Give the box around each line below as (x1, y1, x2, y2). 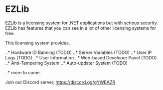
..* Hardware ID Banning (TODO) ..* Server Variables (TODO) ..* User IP (5, 49, 152, 55)
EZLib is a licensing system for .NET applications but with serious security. (5, 20, 159, 26)
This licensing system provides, (5, 40, 70, 45)
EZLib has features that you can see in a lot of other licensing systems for (5, 25, 157, 31)
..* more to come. (5, 69, 41, 75)
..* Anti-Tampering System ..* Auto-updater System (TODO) (5, 60, 128, 66)
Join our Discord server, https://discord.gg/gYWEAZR (5, 79, 116, 85)
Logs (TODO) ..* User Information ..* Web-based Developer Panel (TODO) (5, 54, 157, 60)
